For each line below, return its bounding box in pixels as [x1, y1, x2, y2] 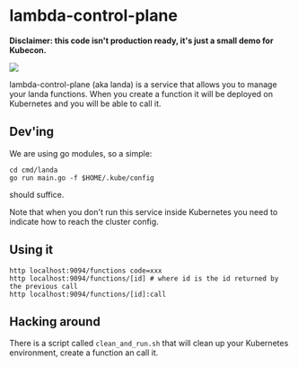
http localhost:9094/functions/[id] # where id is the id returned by [9, 273, 279, 283]
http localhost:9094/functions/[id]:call [9, 290, 167, 299]
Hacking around [9, 314, 101, 329]
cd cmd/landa [9, 166, 58, 175]
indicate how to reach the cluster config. [9, 216, 159, 227]
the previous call [9, 282, 78, 291]
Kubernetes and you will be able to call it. [9, 98, 162, 109]
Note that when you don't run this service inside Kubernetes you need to [9, 206, 278, 217]
